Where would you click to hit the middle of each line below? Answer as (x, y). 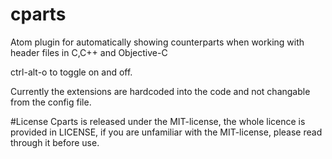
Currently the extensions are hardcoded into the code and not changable (160, 91)
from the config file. (51, 102)
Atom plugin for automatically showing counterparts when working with (157, 42)
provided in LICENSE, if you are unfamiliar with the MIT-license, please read (166, 132)
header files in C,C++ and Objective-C (89, 52)
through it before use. (55, 142)
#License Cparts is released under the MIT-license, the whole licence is (158, 121)
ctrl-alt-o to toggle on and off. (71, 72)
